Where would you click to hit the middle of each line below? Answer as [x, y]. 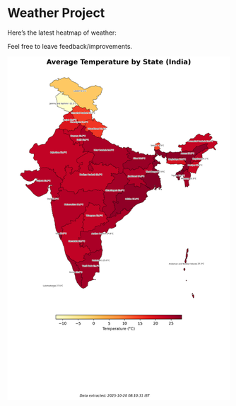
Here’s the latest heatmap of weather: [62, 33]
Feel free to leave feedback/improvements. [70, 46]
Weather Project [56, 13]
